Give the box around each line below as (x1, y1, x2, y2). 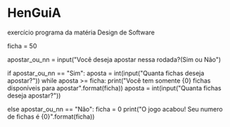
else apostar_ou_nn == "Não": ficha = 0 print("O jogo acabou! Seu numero (7, 105, 223, 113)
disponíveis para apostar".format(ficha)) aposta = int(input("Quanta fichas (7, 83, 222, 92)
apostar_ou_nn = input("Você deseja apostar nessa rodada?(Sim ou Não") (7, 55, 222, 64)
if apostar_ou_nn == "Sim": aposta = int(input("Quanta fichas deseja (7, 69, 205, 77)
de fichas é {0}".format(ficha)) (7, 112, 95, 121)
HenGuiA (7, 5, 61, 21)
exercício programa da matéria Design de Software (7, 28, 155, 36)
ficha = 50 (7, 41, 37, 50)
